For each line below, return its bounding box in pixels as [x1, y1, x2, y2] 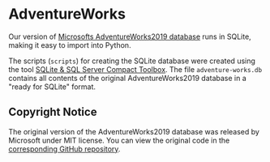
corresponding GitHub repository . [8, 143, 121, 154]
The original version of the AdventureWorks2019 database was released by [8, 126, 259, 136]
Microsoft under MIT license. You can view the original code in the [8, 135, 230, 145]
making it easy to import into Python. [8, 40, 131, 49]
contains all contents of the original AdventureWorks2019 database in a [8, 73, 247, 83]
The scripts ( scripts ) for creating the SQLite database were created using [8, 56, 255, 66]
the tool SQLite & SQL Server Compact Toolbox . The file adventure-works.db [8, 64, 262, 74]
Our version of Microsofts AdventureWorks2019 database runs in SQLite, [8, 32, 251, 41]
